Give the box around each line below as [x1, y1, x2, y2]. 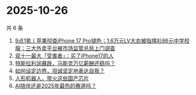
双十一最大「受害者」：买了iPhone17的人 [14, 52, 114, 59]
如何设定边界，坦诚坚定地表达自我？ [14, 67, 105, 74]
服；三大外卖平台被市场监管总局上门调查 [14, 44, 115, 52]
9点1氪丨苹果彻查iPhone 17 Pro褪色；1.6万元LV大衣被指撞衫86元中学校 [14, 37, 190, 44]
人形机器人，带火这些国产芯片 [14, 75, 89, 82]
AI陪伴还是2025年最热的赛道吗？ [14, 82, 97, 89]
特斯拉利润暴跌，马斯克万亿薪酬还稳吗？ [14, 60, 115, 67]
